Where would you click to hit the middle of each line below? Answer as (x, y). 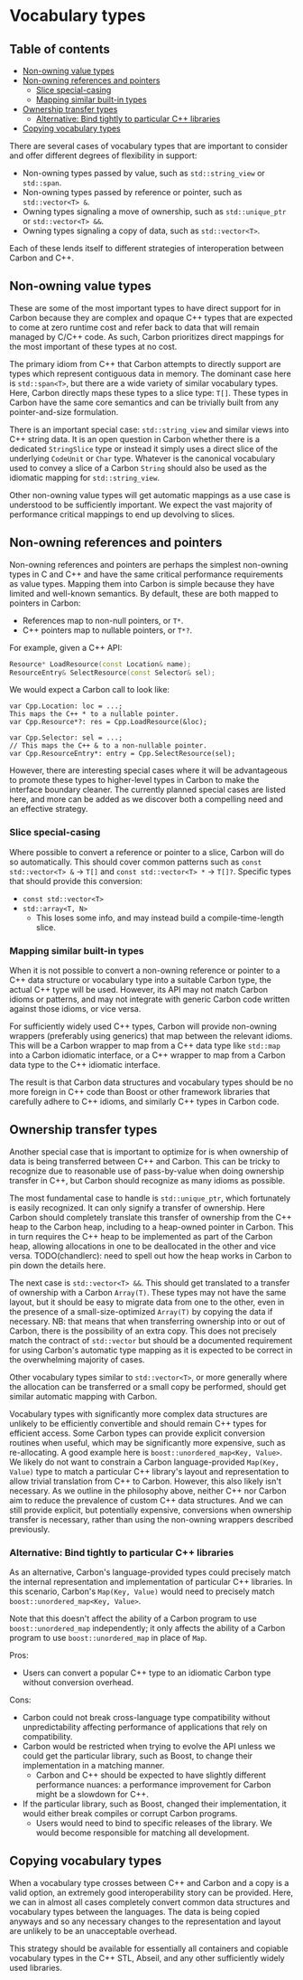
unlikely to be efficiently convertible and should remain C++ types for (138, 1423)
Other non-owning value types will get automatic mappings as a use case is (150, 495)
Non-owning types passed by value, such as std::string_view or (144, 173)
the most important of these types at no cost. (93, 346)
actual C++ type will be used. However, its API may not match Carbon (139, 989)
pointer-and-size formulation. (64, 411)
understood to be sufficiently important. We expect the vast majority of (141, 504)
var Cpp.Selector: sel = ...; (66, 738)
